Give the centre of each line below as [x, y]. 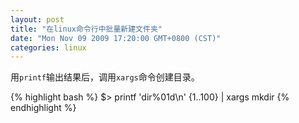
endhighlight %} [43, 108]
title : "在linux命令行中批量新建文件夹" [86, 29]
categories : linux [48, 47]
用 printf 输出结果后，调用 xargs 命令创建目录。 [105, 77]
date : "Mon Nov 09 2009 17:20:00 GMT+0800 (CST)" [116, 38]
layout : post [37, 19]
